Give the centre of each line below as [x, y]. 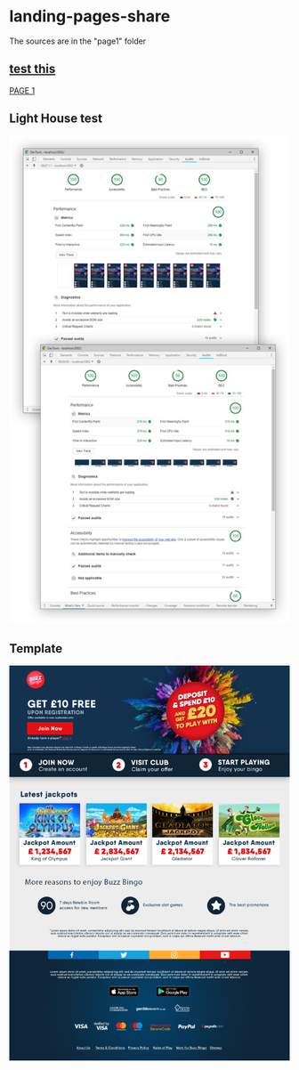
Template [36, 648]
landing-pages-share [90, 16]
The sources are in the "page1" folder [78, 41]
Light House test [56, 119]
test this [32, 69]
